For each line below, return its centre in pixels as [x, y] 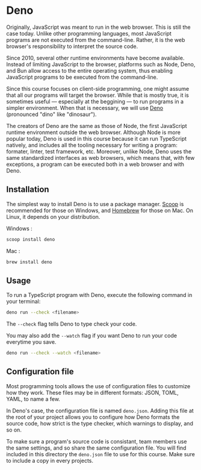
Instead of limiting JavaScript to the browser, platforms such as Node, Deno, [101, 64]
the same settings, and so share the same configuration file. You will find [96, 448]
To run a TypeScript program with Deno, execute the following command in [99, 295]
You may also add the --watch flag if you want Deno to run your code [92, 336]
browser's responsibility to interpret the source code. [72, 46]
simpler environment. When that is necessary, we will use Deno [85, 108]
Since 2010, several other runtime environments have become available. [95, 58]
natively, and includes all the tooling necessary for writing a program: [92, 145]
